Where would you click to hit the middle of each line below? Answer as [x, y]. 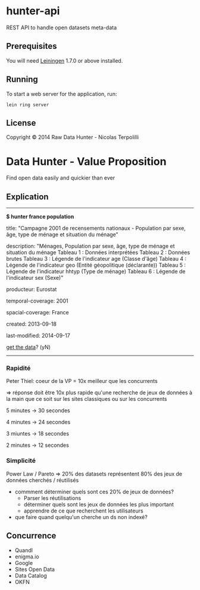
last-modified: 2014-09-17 [38, 336]
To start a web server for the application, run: [62, 94]
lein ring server [28, 105]
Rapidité [18, 368]
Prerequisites [32, 46]
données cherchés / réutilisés [43, 480]
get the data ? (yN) [28, 347]
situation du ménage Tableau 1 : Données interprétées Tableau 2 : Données [98, 252]
